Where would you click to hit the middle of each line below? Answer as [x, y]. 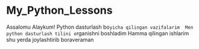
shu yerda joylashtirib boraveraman [50, 39]
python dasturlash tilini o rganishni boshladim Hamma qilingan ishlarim [98, 33]
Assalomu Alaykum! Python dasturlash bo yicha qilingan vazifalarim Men [100, 27]
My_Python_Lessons [59, 10]
